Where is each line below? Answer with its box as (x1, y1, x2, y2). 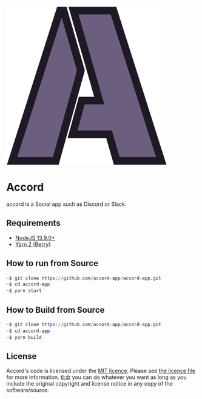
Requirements (6, 218, 61, 228)
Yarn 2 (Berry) (15, 240, 51, 248)
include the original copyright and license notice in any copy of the (6, 380, 173, 387)
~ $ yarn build (6, 334, 42, 340)
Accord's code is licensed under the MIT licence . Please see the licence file (6, 367, 196, 375)
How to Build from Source (6, 304, 105, 315)
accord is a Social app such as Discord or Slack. (6, 200, 127, 208)
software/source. (6, 386, 50, 394)
